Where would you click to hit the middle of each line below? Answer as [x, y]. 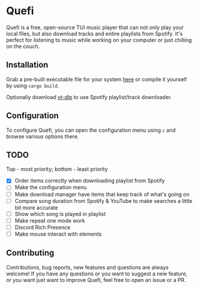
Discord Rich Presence [43, 227]
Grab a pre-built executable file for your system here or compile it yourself [97, 79]
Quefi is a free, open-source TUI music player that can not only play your [95, 27]
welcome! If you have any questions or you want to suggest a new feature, [97, 274]
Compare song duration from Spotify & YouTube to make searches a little [103, 201]
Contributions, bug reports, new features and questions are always [87, 267]
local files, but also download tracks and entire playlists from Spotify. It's [95, 33]
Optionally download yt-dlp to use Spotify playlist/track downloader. [89, 97]
